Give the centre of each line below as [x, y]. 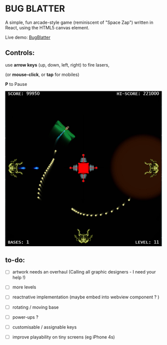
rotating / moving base [36, 307]
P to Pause [16, 84]
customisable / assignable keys [44, 327]
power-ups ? [25, 317]
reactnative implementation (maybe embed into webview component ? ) [86, 297]
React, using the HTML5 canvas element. [47, 27]
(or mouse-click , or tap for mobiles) [42, 74]
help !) [19, 277]
